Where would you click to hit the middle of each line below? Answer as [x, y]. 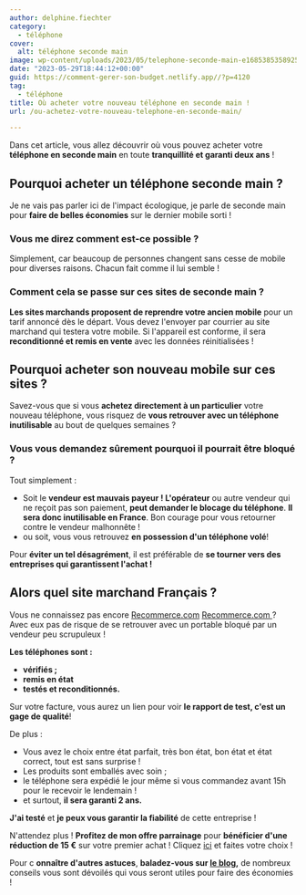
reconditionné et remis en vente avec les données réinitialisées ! [132, 341]
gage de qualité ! [41, 716]
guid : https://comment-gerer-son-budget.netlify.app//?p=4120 [130, 78]
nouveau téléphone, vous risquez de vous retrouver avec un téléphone [144, 415]
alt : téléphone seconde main [73, 52]
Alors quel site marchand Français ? [113, 593]
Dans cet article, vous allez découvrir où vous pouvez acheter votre [136, 145]
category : [28, 26]
